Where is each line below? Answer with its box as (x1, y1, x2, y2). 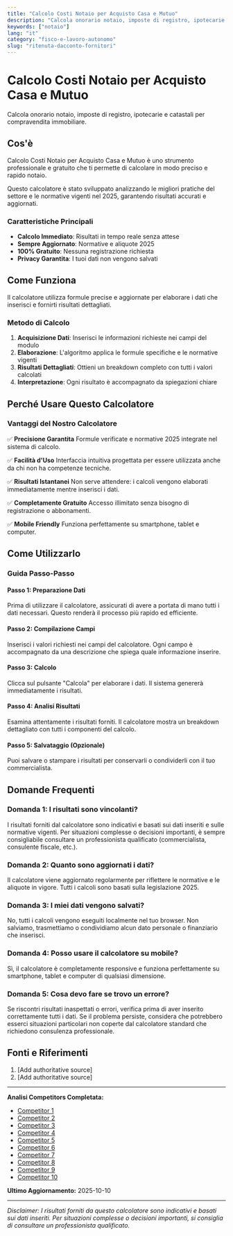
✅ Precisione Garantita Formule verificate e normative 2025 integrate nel (7, 434, 218, 443)
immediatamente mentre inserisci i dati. (7, 485, 120, 494)
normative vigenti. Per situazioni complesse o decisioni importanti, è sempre (7, 828, 225, 836)
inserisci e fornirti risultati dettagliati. (7, 300, 112, 309)
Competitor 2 (17, 1114, 55, 1122)
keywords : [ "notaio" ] (7, 23, 70, 30)
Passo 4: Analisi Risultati (7, 702, 80, 710)
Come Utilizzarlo (7, 548, 81, 560)
